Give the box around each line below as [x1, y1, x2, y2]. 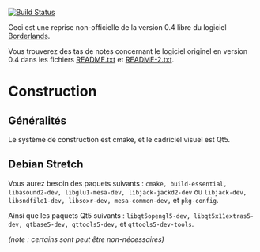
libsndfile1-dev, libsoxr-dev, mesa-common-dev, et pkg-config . [8, 195, 219, 205]
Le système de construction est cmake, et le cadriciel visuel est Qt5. [8, 135, 231, 144]
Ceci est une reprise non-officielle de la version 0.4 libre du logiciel [8, 23, 227, 32]
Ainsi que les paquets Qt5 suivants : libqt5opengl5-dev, [8, 210, 191, 220]
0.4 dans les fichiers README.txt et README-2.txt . [8, 55, 175, 64]
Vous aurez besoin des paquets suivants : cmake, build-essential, [8, 179, 228, 188]
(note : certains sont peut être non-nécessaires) [8, 234, 164, 244]
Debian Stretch [8, 158, 84, 171]
